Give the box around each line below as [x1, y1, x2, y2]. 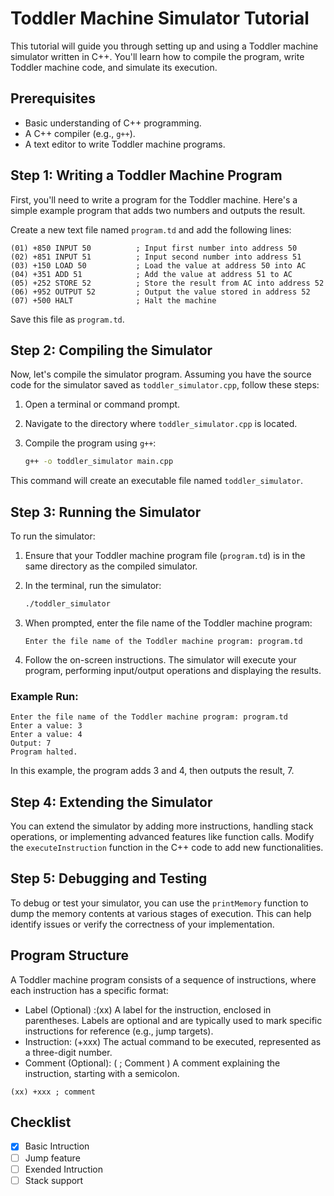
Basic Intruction [24, 1140, 90, 1152]
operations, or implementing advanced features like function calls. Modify [10, 831, 315, 843]
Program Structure [10, 947, 130, 964]
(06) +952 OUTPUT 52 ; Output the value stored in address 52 [10, 287, 311, 297]
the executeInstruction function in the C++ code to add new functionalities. [10, 842, 324, 854]
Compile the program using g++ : [24, 437, 157, 449]
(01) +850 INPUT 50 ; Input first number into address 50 [10, 243, 298, 253]
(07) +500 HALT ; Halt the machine [10, 295, 217, 306]
